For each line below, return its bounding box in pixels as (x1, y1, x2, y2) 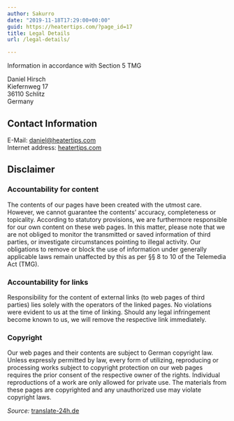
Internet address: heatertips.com (7, 143, 102, 152)
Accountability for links (7, 277, 89, 287)
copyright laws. (7, 393, 52, 401)
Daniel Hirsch (7, 75, 46, 84)
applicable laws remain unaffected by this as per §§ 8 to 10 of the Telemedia (7, 252, 226, 260)
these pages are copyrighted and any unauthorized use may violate (7, 385, 201, 394)
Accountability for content (7, 184, 99, 194)
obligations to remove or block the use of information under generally (7, 245, 207, 253)
